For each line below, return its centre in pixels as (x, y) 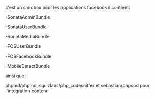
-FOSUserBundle (23, 46)
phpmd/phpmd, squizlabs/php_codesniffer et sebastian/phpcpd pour (77, 86)
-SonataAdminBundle (28, 17)
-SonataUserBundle (26, 27)
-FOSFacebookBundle (28, 56)
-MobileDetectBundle (28, 66)
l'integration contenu (27, 91)
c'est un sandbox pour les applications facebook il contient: (68, 7)
